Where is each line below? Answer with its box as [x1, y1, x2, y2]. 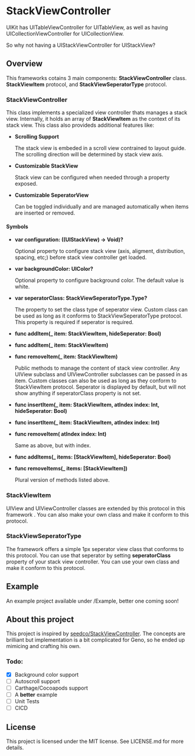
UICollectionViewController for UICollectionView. [6, 30, 124, 37]
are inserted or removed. [14, 209, 76, 217]
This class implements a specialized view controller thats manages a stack [6, 109, 187, 116]
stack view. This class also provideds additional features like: [6, 121, 155, 129]
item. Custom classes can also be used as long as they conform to [14, 377, 177, 385]
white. [14, 283, 30, 290]
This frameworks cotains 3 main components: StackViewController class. [6, 74, 187, 81]
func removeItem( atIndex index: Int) [14, 431, 107, 438]
